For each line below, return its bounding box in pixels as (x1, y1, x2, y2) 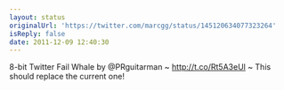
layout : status (9, 12, 66, 22)
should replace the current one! (9, 71, 125, 82)
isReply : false (9, 29, 66, 38)
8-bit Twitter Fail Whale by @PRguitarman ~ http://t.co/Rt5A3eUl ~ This (9, 62, 272, 72)
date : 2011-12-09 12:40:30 (9, 37, 110, 47)
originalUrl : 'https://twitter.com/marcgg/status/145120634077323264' (9, 21, 277, 30)
